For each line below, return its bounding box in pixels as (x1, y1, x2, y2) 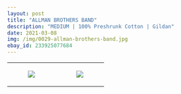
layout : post (7, 10, 45, 17)
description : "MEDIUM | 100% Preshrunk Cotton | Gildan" (7, 23, 175, 30)
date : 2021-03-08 (7, 29, 57, 37)
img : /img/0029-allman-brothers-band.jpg (7, 36, 128, 43)
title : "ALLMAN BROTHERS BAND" (7, 17, 97, 23)
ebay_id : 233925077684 (7, 42, 73, 49)
